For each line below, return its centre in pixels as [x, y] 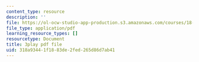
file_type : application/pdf [41, 28]
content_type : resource [36, 12]
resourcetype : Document [36, 39]
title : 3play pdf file [34, 45]
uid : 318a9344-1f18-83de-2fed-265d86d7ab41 [61, 50]
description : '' [26, 17]
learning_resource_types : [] [42, 34]
